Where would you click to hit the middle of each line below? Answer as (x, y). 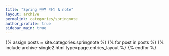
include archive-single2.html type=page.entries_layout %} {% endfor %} (81, 48)
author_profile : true (28, 24)
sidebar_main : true (26, 28)
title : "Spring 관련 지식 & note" (39, 10)
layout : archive (22, 14)
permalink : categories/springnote (42, 19)
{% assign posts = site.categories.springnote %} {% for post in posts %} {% (85, 42)
